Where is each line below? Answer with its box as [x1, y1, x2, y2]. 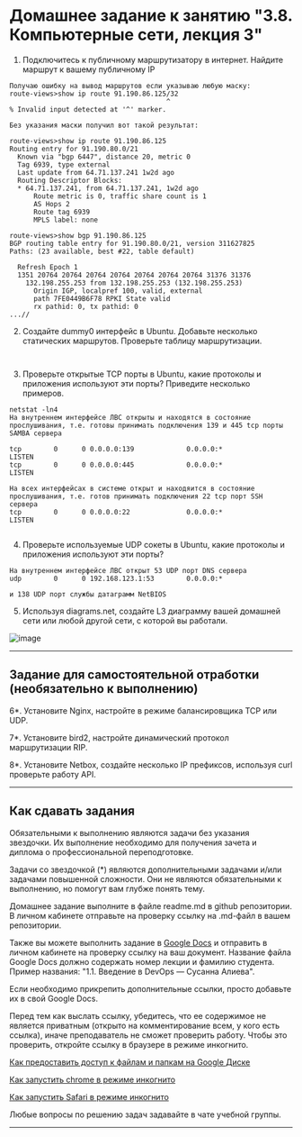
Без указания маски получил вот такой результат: [9, 121, 200, 130]
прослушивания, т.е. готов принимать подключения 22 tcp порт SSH [9, 492, 263, 501]
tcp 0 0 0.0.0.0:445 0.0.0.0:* [9, 460, 223, 469]
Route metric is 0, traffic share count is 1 [32, 191, 207, 201]
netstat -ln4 [9, 405, 58, 414]
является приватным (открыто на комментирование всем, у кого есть [9, 1020, 280, 1031]
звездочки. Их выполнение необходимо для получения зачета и [9, 837, 258, 848]
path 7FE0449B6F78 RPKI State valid [32, 294, 171, 303]
